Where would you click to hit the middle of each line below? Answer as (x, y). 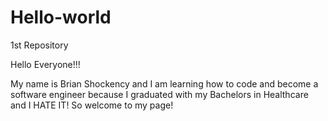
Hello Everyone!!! (45, 64)
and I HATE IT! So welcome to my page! (92, 105)
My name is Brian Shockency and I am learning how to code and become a (164, 83)
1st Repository (39, 45)
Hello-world (61, 17)
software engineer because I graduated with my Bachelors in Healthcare (159, 94)
